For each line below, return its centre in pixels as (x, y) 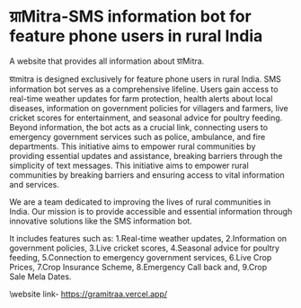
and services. (35, 184)
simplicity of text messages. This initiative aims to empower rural (129, 165)
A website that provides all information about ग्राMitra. (107, 61)
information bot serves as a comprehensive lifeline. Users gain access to (144, 89)
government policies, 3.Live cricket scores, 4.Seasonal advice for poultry (145, 248)
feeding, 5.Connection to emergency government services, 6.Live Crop (141, 257)
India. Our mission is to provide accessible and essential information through (151, 211)
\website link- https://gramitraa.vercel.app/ (89, 294)
